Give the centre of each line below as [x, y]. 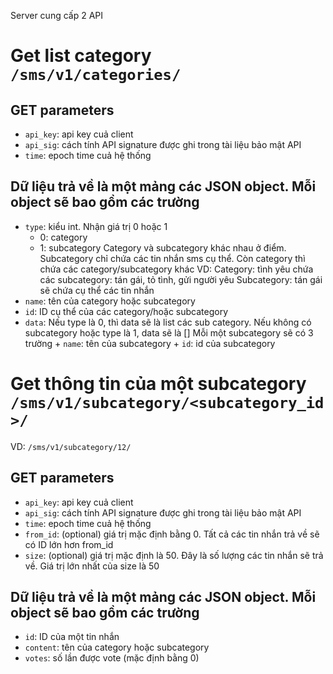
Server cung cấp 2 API [57, 15]
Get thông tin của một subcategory [158, 384]
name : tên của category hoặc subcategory [110, 301]
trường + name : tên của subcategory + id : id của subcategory [150, 343]
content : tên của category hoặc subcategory [117, 647]
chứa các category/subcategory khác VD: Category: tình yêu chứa [176, 269]
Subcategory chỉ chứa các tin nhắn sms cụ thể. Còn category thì [172, 258]
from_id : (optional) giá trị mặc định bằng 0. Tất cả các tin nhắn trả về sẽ [172, 534]
